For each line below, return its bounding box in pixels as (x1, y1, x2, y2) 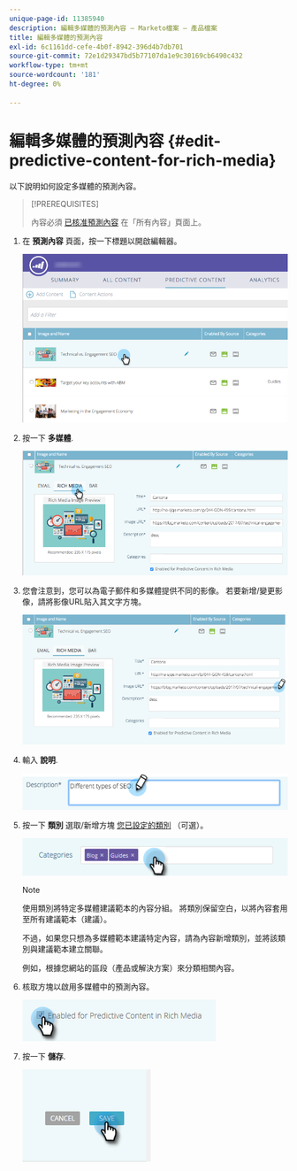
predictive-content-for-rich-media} (9, 150, 277, 170)
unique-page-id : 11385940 (9, 14, 104, 23)
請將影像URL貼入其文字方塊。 (37, 596, 147, 606)
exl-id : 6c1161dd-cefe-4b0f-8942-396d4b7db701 (9, 42, 184, 51)
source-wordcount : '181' (9, 71, 101, 80)
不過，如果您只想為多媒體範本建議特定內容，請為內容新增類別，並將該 (21, 932, 278, 943)
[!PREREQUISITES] (30, 198, 99, 209)
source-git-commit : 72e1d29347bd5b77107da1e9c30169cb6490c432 (9, 51, 243, 61)
